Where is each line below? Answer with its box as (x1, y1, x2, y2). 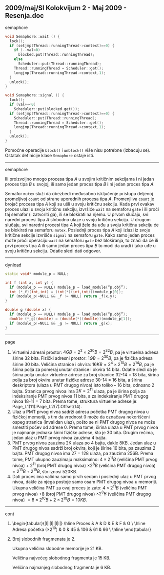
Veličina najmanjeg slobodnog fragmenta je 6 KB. (12, 564, 111, 570)
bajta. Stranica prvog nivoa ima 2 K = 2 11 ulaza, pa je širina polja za (12, 387, 146, 394)
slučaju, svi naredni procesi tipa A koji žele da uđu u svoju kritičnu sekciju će (5, 222, 159, 228)
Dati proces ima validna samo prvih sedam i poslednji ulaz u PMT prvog (12, 474, 156, 480)
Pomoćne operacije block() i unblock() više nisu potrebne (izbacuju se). (5, 147, 151, 153)
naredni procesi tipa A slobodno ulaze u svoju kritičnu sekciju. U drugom (5, 216, 151, 222)
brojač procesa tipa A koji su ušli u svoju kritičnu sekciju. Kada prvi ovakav (5, 201, 155, 207)
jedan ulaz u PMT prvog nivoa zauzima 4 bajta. (12, 435, 107, 441)
